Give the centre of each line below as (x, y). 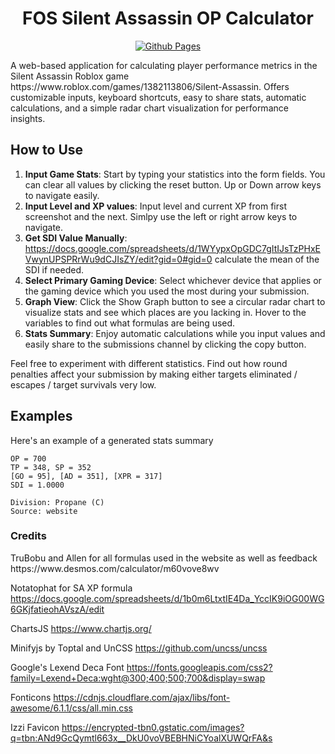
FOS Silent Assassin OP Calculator (168, 18)
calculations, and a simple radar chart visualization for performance (149, 108)
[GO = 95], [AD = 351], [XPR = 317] (86, 476)
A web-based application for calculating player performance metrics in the (164, 65)
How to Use (47, 150)
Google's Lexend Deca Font (67, 667)
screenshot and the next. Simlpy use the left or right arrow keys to (161, 216)
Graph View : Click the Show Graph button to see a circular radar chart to (175, 301)
